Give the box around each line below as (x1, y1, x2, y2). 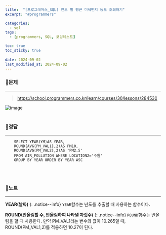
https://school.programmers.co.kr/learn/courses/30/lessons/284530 (17, 95, 158, 101)
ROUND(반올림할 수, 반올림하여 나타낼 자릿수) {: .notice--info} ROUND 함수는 (5, 212, 151, 218)
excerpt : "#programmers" (5, 12, 56, 17)
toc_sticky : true (5, 48, 41, 53)
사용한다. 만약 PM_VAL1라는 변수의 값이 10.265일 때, (24, 218, 126, 224)
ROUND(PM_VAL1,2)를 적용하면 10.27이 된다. (5, 224, 94, 230)
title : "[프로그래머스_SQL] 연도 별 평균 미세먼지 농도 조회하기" (5, 7, 125, 12)
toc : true (5, 43, 26, 48)
